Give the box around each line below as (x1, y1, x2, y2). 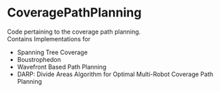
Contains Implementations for (7, 34, 91, 43)
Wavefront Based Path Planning (16, 62, 107, 71)
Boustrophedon (16, 55, 62, 63)
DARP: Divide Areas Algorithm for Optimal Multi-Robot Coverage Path (16, 70, 214, 78)
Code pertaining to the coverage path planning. (7, 27, 141, 36)
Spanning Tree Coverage (16, 48, 88, 56)
